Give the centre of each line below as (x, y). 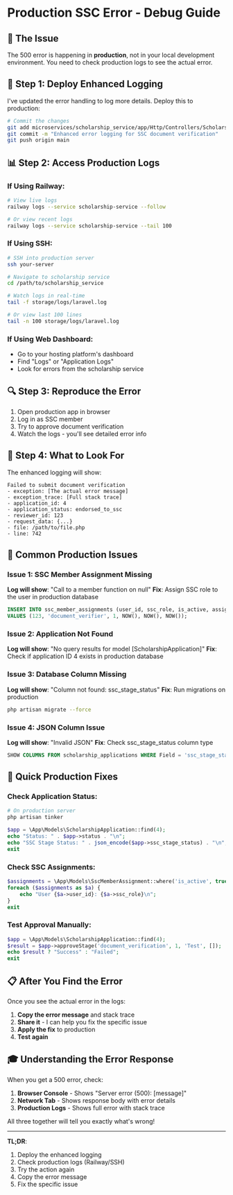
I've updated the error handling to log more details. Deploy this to (100, 101)
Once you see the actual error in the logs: (67, 1001)
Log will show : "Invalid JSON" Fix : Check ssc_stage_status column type (110, 742)
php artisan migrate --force (49, 710)
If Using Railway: (36, 186)
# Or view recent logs (40, 219)
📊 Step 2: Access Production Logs (84, 163)
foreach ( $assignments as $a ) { (54, 888)
